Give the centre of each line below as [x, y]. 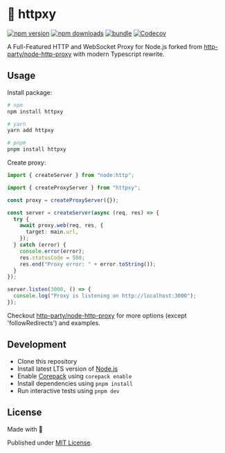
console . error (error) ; [52, 251]
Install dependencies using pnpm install [75, 383]
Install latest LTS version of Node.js [67, 369]
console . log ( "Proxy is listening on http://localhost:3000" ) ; [105, 296]
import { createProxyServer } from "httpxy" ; [74, 187]
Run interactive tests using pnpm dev [68, 391]
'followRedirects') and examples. [54, 323]
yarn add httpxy [30, 131]
